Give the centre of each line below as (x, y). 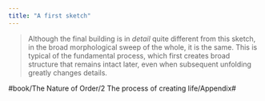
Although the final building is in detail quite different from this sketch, (142, 38)
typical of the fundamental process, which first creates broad (129, 55)
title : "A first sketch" (50, 16)
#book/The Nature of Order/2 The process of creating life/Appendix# (122, 88)
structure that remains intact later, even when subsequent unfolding (140, 64)
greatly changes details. (68, 72)
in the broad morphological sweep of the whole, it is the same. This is (143, 47)
